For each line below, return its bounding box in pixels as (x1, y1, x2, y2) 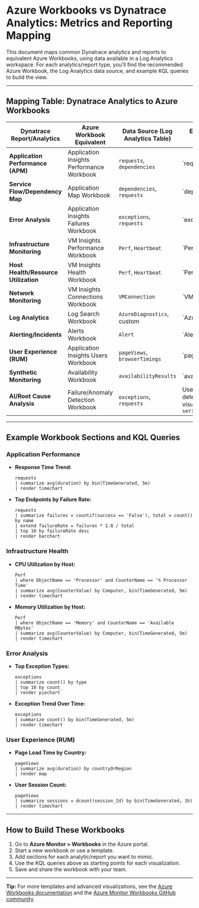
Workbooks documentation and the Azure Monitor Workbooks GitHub (6, 889, 176, 896)
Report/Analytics (11, 134, 60, 142)
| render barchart (14, 533, 60, 540)
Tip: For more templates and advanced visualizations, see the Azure (6, 883, 173, 890)
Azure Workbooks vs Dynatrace (6, 4, 167, 17)
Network (9, 289, 34, 297)
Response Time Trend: (14, 464, 72, 471)
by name (14, 518, 34, 524)
